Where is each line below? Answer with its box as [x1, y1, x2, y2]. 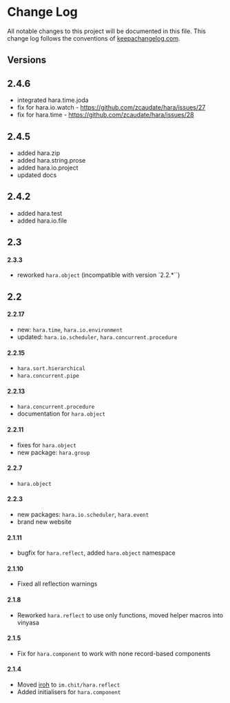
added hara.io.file [17, 216, 67, 225]
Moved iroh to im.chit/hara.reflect [17, 680, 121, 689]
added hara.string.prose [17, 156, 86, 164]
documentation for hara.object [17, 409, 105, 418]
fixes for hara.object [17, 440, 77, 449]
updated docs [17, 170, 57, 179]
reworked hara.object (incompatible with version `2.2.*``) [17, 271, 180, 279]
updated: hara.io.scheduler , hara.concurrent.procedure [17, 332, 178, 341]
